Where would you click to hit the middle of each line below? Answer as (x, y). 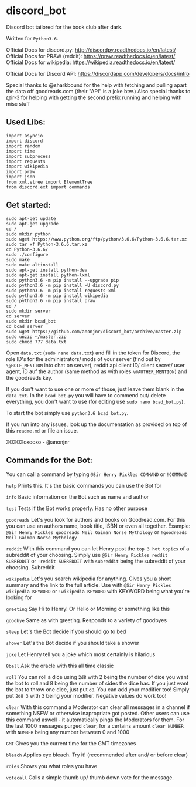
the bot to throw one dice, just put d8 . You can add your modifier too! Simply (98, 690)
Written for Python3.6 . (32, 38)
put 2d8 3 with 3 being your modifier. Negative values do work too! (86, 696)
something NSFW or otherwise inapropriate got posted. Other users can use (98, 714)
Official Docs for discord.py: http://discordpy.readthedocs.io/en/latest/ (91, 50)
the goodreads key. (29, 377)
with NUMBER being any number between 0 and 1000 (68, 732)
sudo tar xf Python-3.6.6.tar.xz (47, 244)
